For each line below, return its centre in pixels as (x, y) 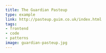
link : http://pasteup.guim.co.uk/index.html (54, 19)
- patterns (17, 38)
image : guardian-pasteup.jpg (36, 43)
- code (12, 33)
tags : (11, 24)
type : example (20, 15)
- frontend (17, 29)
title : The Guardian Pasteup (36, 10)
